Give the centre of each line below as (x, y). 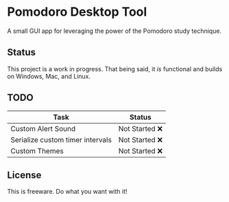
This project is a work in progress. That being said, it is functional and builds (115, 68)
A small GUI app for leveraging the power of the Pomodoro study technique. (114, 31)
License (24, 175)
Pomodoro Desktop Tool (77, 12)
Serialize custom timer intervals (61, 140)
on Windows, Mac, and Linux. (49, 76)
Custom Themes (37, 151)
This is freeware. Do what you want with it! (68, 192)
